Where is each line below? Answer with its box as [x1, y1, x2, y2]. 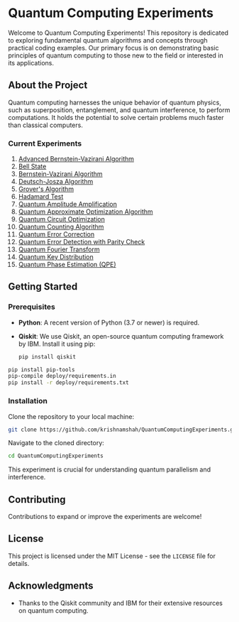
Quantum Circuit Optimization [18, 215, 105, 224]
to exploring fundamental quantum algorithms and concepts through [8, 36, 208, 44]
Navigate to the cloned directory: [8, 439, 105, 447]
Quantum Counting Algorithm [18, 222, 104, 231]
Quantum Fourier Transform [18, 245, 100, 253]
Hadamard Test [18, 192, 64, 201]
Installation [8, 396, 48, 406]
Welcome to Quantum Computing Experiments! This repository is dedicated [8, 28, 229, 37]
